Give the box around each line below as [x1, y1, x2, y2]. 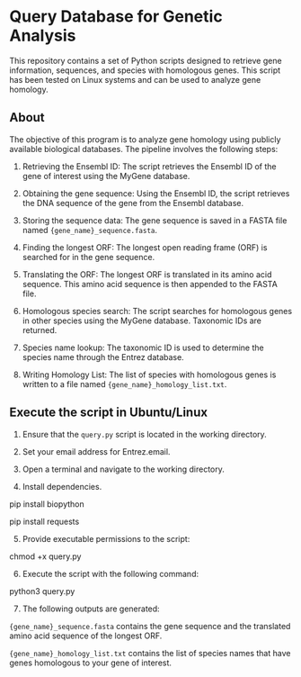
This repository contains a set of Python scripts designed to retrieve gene [9, 55, 282, 66]
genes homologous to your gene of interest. [9, 657, 173, 668]
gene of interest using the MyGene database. [22, 170, 190, 181]
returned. [22, 324, 58, 335]
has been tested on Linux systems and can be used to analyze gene [9, 74, 261, 85]
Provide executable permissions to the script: [22, 533, 190, 544]
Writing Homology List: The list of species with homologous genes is [22, 369, 277, 380]
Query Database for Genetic [9, 6, 223, 27]
